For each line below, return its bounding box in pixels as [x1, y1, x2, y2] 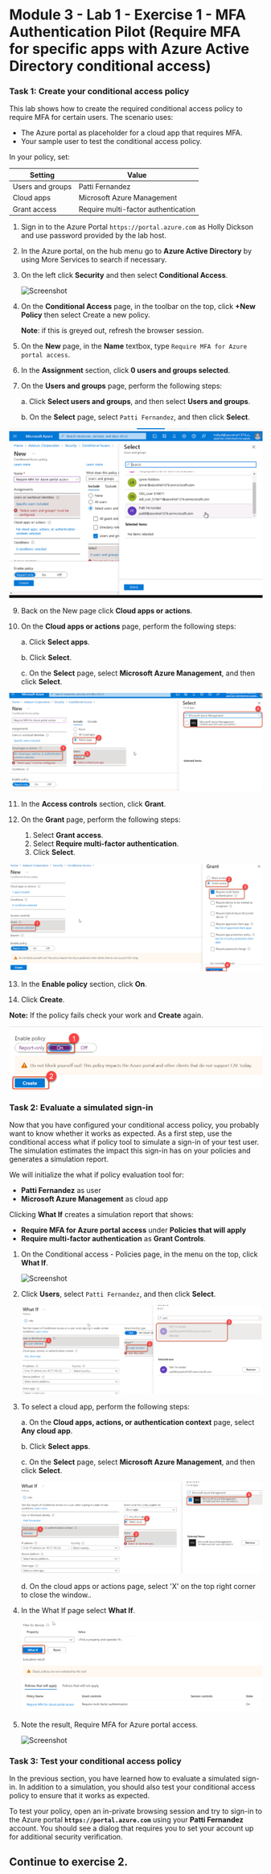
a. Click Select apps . [20, 637, 91, 646]
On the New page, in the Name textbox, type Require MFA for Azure [20, 341, 248, 351]
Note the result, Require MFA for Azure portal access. [20, 1719, 199, 1729]
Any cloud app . [20, 1426, 73, 1435]
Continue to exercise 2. [9, 1855, 128, 1869]
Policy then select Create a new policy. [20, 310, 151, 320]
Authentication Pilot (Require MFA [9, 23, 241, 41]
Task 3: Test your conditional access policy [9, 1755, 182, 1766]
